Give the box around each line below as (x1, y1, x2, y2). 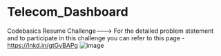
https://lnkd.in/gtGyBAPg (7, 41, 78, 49)
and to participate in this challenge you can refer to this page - (7, 33, 185, 42)
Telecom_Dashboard (7, 4, 129, 20)
